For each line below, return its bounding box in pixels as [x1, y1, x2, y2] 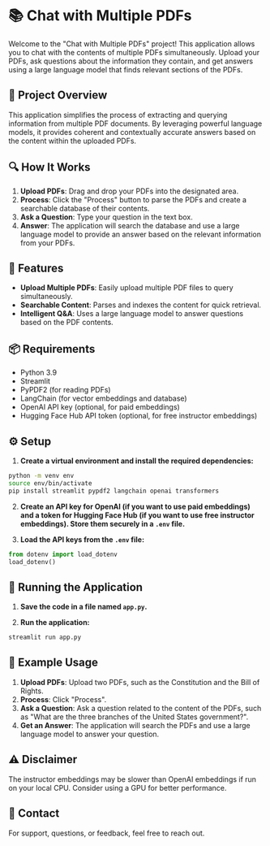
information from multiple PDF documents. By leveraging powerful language [8, 119, 263, 128]
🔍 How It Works [8, 160, 91, 175]
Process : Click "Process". [19, 694, 107, 704]
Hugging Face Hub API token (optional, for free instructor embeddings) [19, 411, 258, 421]
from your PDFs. [19, 237, 75, 248]
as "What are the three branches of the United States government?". [19, 712, 249, 722]
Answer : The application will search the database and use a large [19, 220, 240, 230]
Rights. [19, 686, 44, 696]
